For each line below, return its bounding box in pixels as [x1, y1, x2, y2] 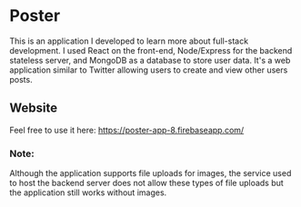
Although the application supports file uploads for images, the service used [9, 168, 292, 179]
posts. [9, 74, 34, 84]
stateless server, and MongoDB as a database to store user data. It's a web [9, 54, 291, 65]
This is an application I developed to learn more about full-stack [9, 35, 248, 46]
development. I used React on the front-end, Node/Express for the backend [9, 44, 293, 55]
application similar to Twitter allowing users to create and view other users [9, 64, 288, 75]
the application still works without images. [9, 187, 167, 198]
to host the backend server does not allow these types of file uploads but [9, 178, 284, 189]
